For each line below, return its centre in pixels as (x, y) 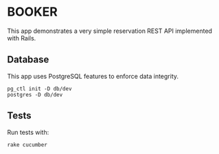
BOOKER (33, 12)
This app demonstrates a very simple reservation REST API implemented (110, 31)
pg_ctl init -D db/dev (39, 89)
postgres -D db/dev (35, 94)
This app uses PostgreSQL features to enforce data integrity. (93, 76)
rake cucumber (27, 144)
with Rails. (22, 38)
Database (28, 60)
